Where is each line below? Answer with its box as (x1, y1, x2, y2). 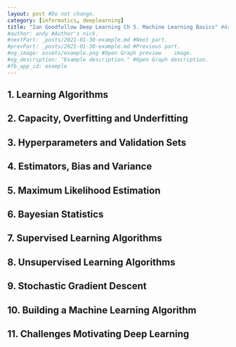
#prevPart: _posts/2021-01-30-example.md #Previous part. (7, 43, 181, 50)
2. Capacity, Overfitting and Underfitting (7, 113, 188, 125)
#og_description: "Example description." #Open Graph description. (7, 56, 209, 63)
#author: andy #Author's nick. (7, 30, 99, 37)
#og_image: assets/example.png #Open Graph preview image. (7, 50, 193, 57)
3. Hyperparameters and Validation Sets (7, 137, 187, 149)
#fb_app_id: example (7, 63, 68, 70)
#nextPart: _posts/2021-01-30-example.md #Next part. (7, 37, 169, 44)
